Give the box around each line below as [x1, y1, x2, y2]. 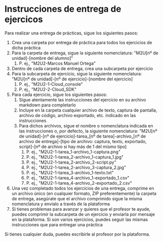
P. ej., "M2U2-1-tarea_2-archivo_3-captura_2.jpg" [26, 164, 126, 170]
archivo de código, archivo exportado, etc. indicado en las [19, 112, 136, 118]
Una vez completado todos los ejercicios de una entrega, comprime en [11, 185, 154, 191]
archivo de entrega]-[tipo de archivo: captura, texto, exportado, [19, 138, 147, 144]
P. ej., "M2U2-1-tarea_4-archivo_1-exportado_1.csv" [26, 175, 130, 181]
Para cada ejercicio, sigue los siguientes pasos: [11, 92, 107, 97]
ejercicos [4, 14, 43, 25]
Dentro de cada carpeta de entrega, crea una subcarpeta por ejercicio [11, 65, 153, 72]
